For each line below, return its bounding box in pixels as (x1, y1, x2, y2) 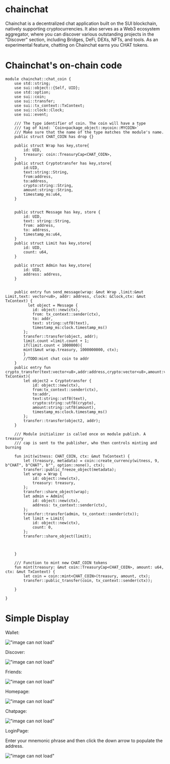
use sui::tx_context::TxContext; (14, 103, 85, 108)
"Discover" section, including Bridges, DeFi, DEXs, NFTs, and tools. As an (5, 37, 158, 43)
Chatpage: (5, 708, 27, 714)
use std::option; (14, 90, 51, 95)
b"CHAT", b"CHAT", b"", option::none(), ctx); (5, 463, 105, 468)
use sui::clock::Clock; (14, 108, 65, 113)
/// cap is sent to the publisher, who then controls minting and (14, 440, 157, 445)
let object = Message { (27, 303, 78, 308)
